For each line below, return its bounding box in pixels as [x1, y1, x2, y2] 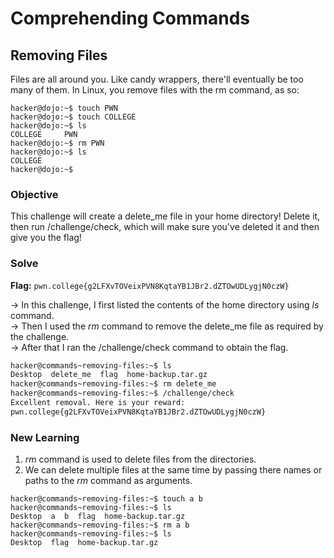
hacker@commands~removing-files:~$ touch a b [10, 494, 203, 504]
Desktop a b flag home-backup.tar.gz [10, 512, 186, 522]
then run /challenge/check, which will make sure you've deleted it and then [10, 221, 320, 233]
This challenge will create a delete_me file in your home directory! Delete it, [10, 210, 321, 222]
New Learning [10, 430, 80, 444]
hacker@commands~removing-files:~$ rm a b [10, 520, 190, 531]
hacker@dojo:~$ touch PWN [10, 103, 118, 113]
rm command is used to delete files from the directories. [24, 453, 257, 466]
